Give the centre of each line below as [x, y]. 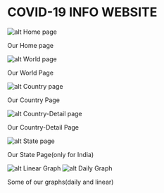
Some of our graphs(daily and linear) [61, 182]
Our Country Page [33, 100]
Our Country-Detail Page [43, 127]
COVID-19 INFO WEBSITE [82, 12]
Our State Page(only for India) [50, 154]
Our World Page [31, 73]
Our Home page [31, 45]
